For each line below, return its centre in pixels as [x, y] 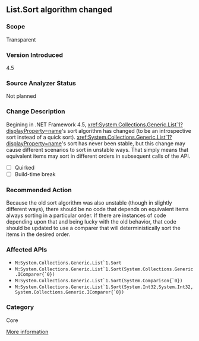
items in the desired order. [38, 234]
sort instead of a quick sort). [41, 137]
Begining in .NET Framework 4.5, [46, 125]
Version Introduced [35, 55]
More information [27, 332]
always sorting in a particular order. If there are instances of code [86, 215]
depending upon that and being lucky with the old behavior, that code [91, 222]
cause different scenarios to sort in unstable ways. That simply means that [97, 149]
